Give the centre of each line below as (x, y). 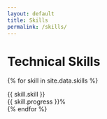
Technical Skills (54, 61)
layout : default (31, 14)
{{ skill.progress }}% (37, 101)
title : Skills (28, 20)
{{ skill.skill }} (26, 94)
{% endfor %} (27, 109)
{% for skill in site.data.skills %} (53, 80)
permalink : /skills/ (37, 27)
